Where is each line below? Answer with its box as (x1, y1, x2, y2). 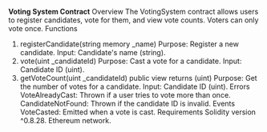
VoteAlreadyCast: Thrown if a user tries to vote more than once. (19, 90, 231, 99)
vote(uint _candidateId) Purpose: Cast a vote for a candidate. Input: (19, 56, 242, 66)
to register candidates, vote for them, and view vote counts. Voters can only (8, 15, 259, 25)
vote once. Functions (8, 24, 78, 33)
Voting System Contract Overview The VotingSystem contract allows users (8, 7, 259, 16)
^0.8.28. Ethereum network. (19, 116, 111, 125)
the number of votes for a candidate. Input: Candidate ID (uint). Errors (19, 82, 250, 91)
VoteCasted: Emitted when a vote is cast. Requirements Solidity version (19, 107, 257, 117)
